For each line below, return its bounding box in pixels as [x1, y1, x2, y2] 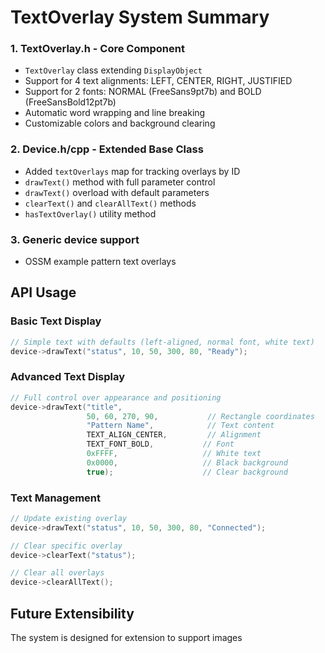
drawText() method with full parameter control [24, 176, 216, 188]
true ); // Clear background [86, 467, 288, 477]
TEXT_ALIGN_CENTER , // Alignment [86, 430, 262, 440]
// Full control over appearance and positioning [10, 392, 222, 403]
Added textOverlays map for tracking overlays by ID [24, 165, 241, 177]
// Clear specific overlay [10, 541, 123, 551]
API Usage [10, 284, 77, 301]
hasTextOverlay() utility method [24, 207, 157, 220]
